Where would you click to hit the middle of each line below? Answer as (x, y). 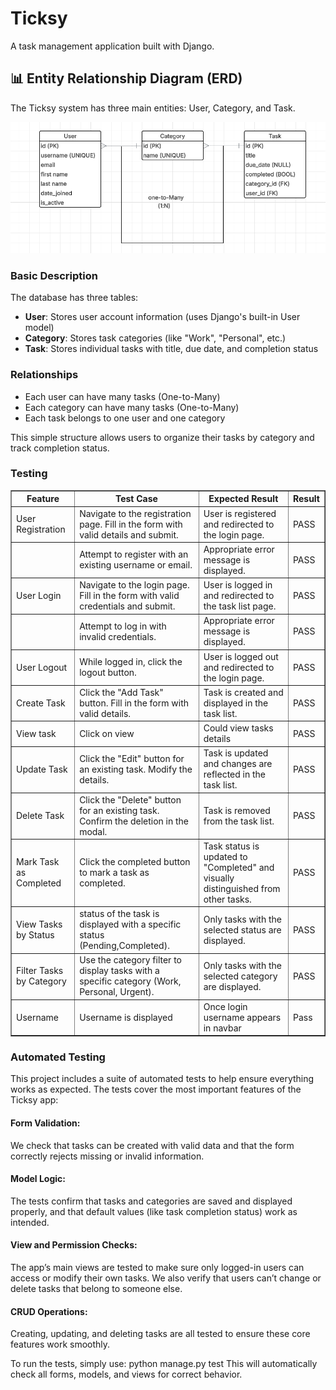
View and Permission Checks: (74, 1245)
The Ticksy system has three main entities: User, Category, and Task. (153, 108)
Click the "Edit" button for (132, 758)
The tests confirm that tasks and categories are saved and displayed (151, 1201)
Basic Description (54, 275)
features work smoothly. (60, 1344)
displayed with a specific (130, 924)
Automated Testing (58, 1057)
